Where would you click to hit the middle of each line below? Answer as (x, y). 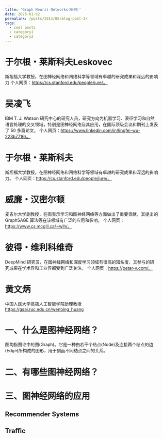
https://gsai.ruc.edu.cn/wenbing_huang (44, 309)
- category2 (22, 37)
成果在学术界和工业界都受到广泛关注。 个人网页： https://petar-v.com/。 (81, 268)
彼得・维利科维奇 (39, 247)
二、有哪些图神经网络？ (52, 372)
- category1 (22, 32)
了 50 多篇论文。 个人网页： (33, 130)
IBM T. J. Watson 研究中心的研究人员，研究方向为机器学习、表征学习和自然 (80, 118)
